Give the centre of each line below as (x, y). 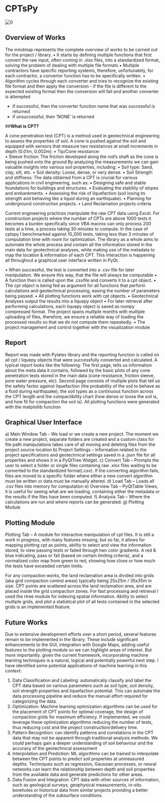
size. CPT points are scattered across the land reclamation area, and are (78, 586)
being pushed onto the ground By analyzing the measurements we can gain (82, 162)
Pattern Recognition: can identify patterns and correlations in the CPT (83, 733)
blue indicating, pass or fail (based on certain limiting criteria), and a (74, 556)
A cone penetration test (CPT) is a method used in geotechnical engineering (82, 135)
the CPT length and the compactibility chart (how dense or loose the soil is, (82, 396)
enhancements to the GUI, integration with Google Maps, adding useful (77, 645)
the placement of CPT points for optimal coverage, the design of (78, 712)
